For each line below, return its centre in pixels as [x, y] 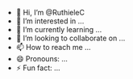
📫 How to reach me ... [53, 47]
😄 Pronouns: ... [42, 59]
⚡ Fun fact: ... [38, 68]
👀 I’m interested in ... [50, 21]
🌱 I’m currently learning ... [59, 29]
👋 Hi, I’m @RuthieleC [50, 12]
